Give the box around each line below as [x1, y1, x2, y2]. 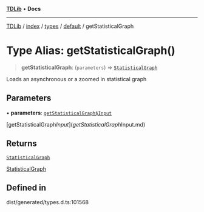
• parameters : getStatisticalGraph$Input [6, 109, 112, 116]
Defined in [6, 182, 47, 193]
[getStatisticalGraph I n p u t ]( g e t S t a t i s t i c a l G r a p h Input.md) [6, 121, 146, 128]
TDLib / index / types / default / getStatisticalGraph [6, 22, 134, 30]
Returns [6, 139, 38, 149]
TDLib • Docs [6, 5, 41, 12]
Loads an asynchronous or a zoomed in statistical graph [6, 75, 147, 82]
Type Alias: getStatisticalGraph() [6, 44, 175, 58]
